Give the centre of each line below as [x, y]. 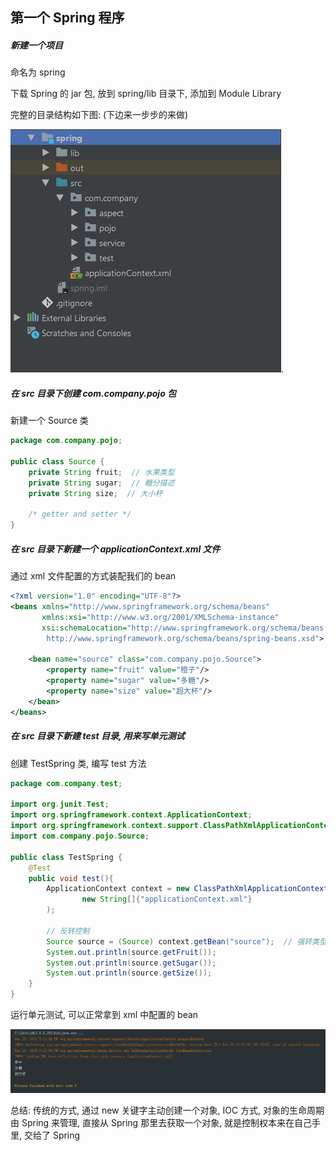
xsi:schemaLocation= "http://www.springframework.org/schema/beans [183, 628]
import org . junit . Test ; [60, 804]
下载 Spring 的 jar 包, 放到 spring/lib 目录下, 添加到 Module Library [146, 94]
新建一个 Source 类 [49, 420]
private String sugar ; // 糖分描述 [101, 483]
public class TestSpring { [66, 857]
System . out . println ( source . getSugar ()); [131, 963]
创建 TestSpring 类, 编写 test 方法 [78, 763]
